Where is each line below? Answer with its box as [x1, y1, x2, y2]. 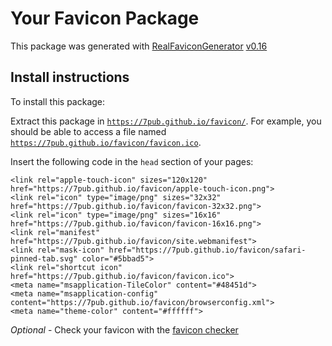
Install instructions [10, 69, 130, 86]
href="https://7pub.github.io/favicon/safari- [108, 245, 307, 255]
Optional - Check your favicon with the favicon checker [10, 323, 239, 336]
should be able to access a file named [10, 125, 167, 137]
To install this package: [10, 95, 106, 107]
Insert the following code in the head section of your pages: [10, 155, 254, 167]
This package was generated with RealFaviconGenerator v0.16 [10, 40, 268, 52]
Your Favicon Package [10, 7, 200, 30]
